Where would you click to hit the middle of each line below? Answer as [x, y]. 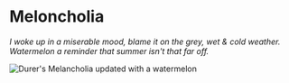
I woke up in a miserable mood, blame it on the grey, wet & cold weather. [145, 41]
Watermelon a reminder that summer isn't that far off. [109, 51]
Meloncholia [57, 17]
